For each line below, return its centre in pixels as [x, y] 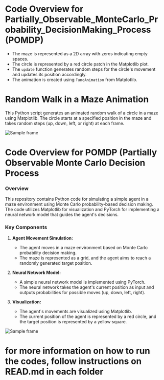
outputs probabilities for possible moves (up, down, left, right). [82, 292]
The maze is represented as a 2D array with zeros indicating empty [80, 53]
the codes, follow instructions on [73, 361]
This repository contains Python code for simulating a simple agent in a [77, 199]
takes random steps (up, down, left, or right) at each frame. [65, 123]
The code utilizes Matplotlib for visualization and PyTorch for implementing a [82, 210]
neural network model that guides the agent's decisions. [62, 215]
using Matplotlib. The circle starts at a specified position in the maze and [78, 118]
